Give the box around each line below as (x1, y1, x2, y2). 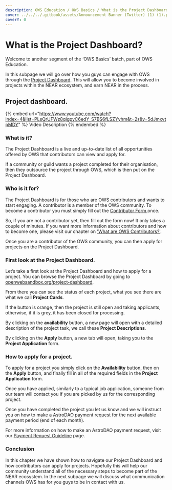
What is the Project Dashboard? (5, 39, 143, 51)
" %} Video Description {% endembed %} (18, 121, 106, 128)
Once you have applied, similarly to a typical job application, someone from (5, 386, 164, 392)
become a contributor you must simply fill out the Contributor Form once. (5, 207, 160, 214)
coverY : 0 (5, 17, 27, 22)
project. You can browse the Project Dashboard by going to (5, 273, 131, 280)
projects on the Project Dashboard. (5, 244, 79, 250)
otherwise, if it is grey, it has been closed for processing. (5, 310, 125, 316)
